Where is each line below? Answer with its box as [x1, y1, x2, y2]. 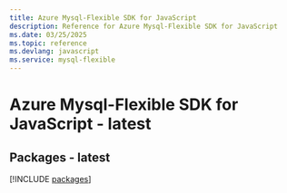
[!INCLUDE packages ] [9, 174, 92, 184]
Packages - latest [9, 150, 111, 165]
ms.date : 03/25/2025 [9, 30, 88, 39]
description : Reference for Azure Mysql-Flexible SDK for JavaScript [9, 22, 279, 31]
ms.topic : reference [9, 38, 88, 48]
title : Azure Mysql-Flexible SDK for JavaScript [9, 13, 197, 23]
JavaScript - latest [9, 114, 152, 134]
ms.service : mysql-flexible [9, 55, 116, 64]
